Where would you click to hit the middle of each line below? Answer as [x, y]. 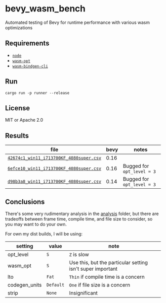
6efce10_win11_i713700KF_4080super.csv [54, 169]
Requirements [27, 43]
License [18, 108]
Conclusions [25, 202]
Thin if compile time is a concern [107, 277]
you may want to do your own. [36, 224]
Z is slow [79, 255]
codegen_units [25, 285]
